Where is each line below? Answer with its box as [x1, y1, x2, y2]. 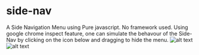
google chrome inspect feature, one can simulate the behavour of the [6, 30, 178, 37]
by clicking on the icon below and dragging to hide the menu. [17, 36, 169, 43]
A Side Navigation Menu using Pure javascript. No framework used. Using [6, 24, 189, 31]
